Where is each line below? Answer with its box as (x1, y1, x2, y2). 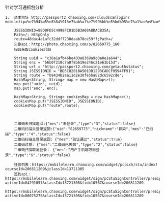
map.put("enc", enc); (14, 86, 58, 91)
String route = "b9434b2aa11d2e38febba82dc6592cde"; (14, 73, 124, 78)
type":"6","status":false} (15, 153, 71, 158)
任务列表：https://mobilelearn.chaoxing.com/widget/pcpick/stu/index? (14, 162, 158, 167)
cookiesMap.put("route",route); (14, 103, 80, 108)
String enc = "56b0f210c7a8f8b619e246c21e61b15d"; (14, 60, 120, 65)
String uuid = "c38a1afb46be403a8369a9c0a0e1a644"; (14, 56, 122, 61)
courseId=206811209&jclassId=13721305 (5, 167, 84, 171)
